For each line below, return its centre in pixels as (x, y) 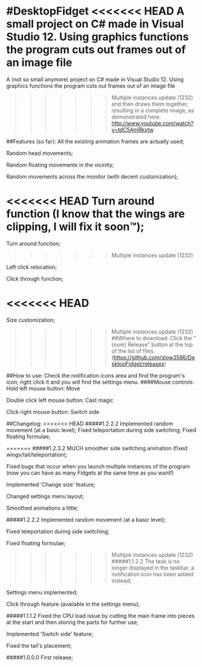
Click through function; (35, 278)
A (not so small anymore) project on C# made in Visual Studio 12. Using (95, 79)
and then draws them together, (150, 103)
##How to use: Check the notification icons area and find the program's (96, 375)
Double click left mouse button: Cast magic (60, 400)
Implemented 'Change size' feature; (51, 484)
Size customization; (31, 320)
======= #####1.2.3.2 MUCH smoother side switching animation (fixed (97, 448)
